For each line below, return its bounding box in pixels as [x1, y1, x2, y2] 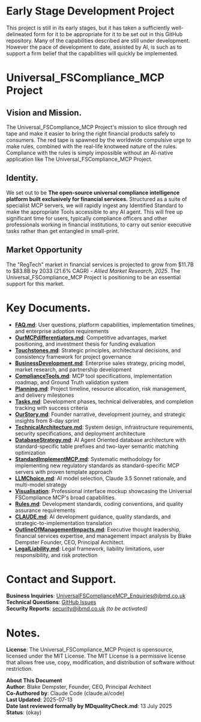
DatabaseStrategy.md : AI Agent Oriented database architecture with [14, 436, 186, 443]
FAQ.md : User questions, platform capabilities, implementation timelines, [14, 321, 196, 328]
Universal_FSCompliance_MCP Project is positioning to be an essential [6, 273, 181, 281]
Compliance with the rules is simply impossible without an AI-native [6, 149, 173, 156]
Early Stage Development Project [6, 4, 175, 18]
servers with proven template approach [14, 468, 113, 475]
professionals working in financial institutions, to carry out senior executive [6, 221, 192, 228]
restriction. [6, 665, 33, 673]
